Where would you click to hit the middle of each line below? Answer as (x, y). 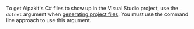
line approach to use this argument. (49, 20)
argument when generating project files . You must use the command (106, 14)
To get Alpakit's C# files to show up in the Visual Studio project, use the (92, 8)
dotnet (14, 15)
